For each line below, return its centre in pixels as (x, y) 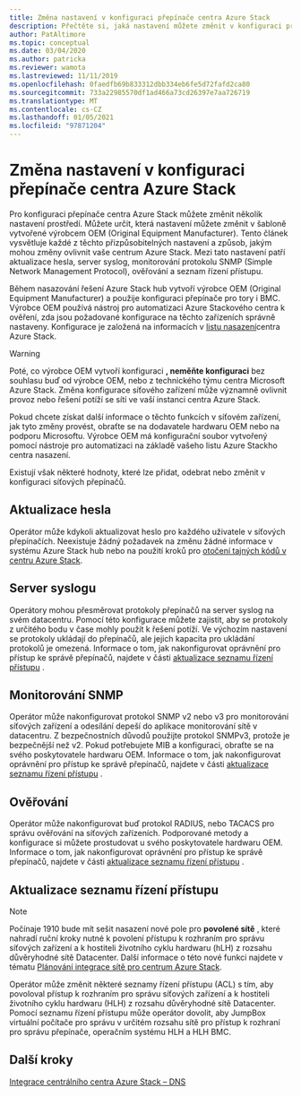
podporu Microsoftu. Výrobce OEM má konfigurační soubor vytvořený (138, 436)
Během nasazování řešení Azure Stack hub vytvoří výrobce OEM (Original (145, 289)
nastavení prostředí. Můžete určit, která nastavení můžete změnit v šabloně (148, 223)
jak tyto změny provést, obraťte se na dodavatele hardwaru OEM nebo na (145, 426)
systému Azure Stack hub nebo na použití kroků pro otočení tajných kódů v (148, 550)
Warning (25, 353)
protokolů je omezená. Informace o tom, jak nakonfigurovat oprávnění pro (145, 648)
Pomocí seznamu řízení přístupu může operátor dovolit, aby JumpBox (138, 1013)
